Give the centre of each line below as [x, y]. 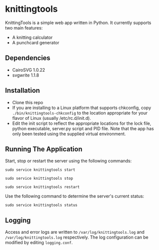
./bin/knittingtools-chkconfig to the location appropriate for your [80, 113]
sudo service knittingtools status [41, 205]
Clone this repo [27, 102]
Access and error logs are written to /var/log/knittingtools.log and [75, 232]
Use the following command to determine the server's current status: [75, 196]
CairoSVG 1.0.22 [29, 70]
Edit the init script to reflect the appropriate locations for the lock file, [82, 123]
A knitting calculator [32, 37]
